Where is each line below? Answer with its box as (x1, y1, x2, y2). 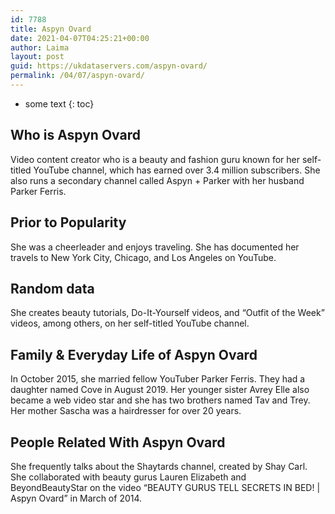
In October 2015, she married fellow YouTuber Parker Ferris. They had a (10, 373, 306, 385)
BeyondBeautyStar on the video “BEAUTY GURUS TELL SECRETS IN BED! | (10, 481, 321, 493)
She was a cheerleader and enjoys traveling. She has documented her (10, 241, 300, 253)
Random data (10, 280, 95, 297)
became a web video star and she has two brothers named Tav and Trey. (10, 394, 311, 406)
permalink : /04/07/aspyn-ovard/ (10, 71, 145, 81)
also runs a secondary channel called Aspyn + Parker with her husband (10, 174, 305, 186)
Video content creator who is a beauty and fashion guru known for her (10, 153, 300, 165)
